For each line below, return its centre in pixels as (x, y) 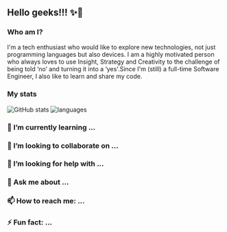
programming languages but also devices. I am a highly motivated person (111, 54)
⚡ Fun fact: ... (30, 222)
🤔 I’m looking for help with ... (56, 164)
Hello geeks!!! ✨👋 (45, 13)
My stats (22, 94)
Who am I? (25, 32)
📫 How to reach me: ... (46, 201)
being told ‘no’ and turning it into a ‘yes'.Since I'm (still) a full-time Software (113, 68)
